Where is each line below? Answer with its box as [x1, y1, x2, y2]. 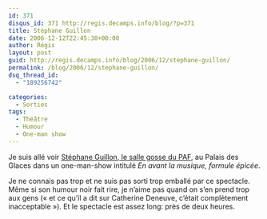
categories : [8, 93, 48, 101]
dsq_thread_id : [8, 71, 59, 79]
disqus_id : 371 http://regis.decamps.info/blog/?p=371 [8, 19, 195, 27]
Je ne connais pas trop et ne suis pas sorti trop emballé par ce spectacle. [8, 176, 250, 185]
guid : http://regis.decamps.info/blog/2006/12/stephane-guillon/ [8, 57, 230, 65]
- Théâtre [15, 115, 48, 124]
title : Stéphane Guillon [8, 26, 91, 34]
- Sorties [15, 101, 48, 109]
